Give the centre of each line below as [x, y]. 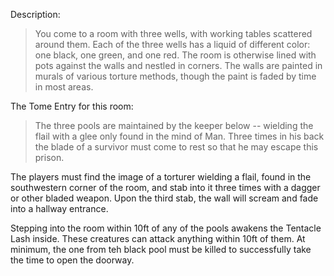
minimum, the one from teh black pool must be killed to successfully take [161, 249]
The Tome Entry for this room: [72, 106]
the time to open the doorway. [72, 260]
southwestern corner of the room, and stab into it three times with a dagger [165, 187]
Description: [35, 14]
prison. [49, 157]
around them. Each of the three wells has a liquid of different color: [172, 44]
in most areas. [64, 87]
